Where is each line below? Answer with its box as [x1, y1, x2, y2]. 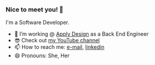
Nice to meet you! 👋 [5, 5, 64, 14]
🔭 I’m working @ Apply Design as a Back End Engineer [14, 30, 149, 38]
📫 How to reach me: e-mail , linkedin [14, 44, 105, 51]
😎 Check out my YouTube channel [14, 37, 100, 44]
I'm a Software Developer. [5, 19, 69, 26]
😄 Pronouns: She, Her [14, 52, 70, 59]
